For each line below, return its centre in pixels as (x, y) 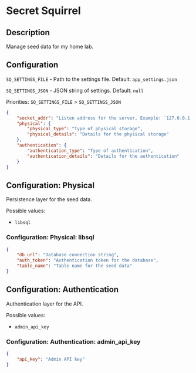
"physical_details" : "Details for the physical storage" (98, 134)
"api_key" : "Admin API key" (51, 359)
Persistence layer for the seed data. (49, 199)
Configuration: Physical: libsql (50, 238)
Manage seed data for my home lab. (50, 46)
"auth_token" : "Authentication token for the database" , (88, 260)
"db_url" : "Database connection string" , (68, 255)
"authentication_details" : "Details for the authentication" (104, 156)
